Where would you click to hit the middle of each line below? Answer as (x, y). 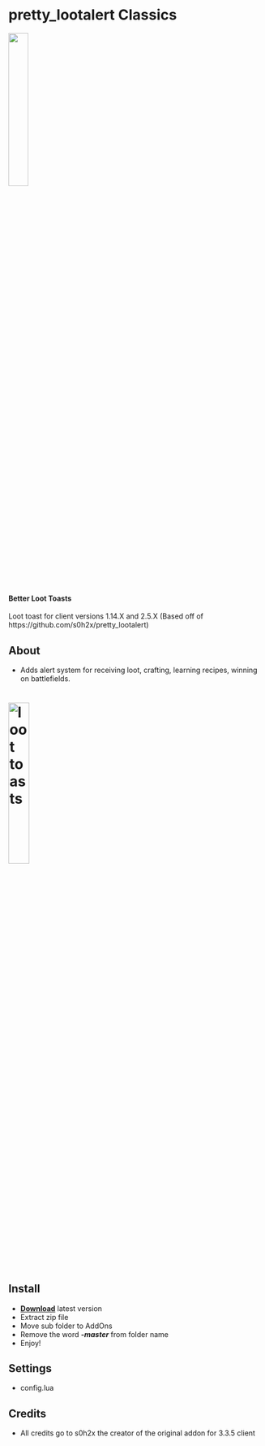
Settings (30, 1368)
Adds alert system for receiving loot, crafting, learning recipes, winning (139, 670)
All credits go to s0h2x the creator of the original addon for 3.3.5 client (137, 1433)
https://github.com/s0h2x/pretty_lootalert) (79, 625)
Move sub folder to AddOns (66, 1326)
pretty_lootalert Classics (93, 15)
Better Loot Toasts (40, 598)
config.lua (37, 1388)
